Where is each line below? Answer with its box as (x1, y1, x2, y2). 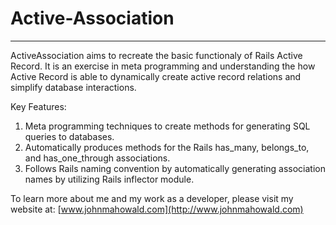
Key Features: (10, 100, 67, 112)
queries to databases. (24, 130, 115, 142)
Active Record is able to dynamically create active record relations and (10, 70, 302, 82)
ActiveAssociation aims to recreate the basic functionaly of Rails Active (10, 49, 303, 61)
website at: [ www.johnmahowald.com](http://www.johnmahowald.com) (10, 203, 304, 215)
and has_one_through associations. (24, 152, 171, 164)
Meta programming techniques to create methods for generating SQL (24, 120, 311, 132)
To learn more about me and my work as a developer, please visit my (10, 192, 294, 204)
